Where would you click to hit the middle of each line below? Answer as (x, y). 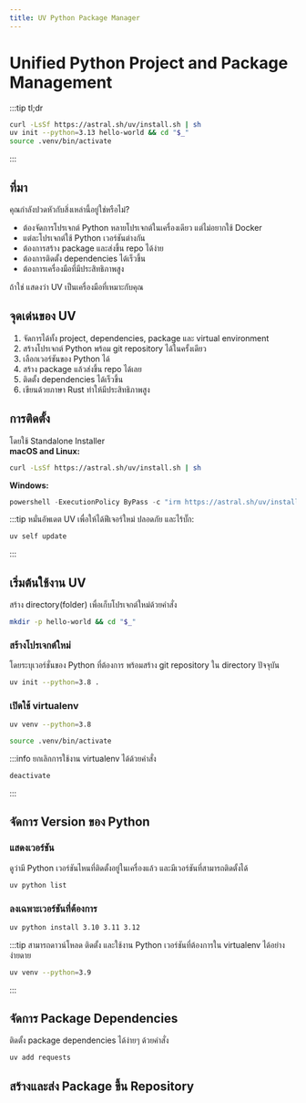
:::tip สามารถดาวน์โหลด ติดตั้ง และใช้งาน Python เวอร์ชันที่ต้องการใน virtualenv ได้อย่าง (147, 944)
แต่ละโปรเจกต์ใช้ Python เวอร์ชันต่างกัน (84, 238)
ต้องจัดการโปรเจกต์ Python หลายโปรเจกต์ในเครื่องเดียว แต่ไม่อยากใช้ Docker (142, 228)
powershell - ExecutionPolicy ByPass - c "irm (95, 502)
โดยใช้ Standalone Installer (57, 441)
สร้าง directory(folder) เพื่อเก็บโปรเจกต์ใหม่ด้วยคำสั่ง (93, 605)
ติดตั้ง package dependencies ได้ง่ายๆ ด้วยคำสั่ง (89, 1040)
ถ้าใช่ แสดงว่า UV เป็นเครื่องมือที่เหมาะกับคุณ (76, 287)
